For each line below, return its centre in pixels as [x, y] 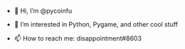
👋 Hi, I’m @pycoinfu [43, 11]
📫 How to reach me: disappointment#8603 [78, 38]
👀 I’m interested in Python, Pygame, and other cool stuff [96, 24]
